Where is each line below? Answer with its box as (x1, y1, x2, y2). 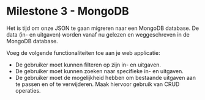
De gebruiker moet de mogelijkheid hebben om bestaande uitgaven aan (15, 74, 196, 81)
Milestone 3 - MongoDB (6, 4, 130, 18)
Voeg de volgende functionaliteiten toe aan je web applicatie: (6, 49, 160, 56)
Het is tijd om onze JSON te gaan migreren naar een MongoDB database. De (6, 24, 199, 32)
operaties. (15, 87, 41, 94)
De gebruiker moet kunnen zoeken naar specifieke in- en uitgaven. (15, 67, 184, 74)
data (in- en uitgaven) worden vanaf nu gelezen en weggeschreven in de (6, 30, 190, 38)
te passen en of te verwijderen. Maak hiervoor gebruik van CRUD (15, 80, 180, 88)
